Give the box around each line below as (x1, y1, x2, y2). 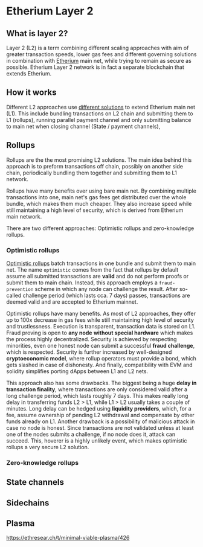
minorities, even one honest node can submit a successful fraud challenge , (6, 342, 195, 349)
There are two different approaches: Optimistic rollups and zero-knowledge (6, 225, 195, 232)
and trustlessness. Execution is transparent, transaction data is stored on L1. (6, 322, 196, 330)
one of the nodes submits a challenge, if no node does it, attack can (6, 430, 176, 438)
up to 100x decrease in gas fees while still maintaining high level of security (6, 316, 195, 324)
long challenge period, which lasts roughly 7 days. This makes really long (6, 392, 188, 399)
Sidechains (6, 497, 50, 508)
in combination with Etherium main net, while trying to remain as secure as (6, 57, 192, 64)
